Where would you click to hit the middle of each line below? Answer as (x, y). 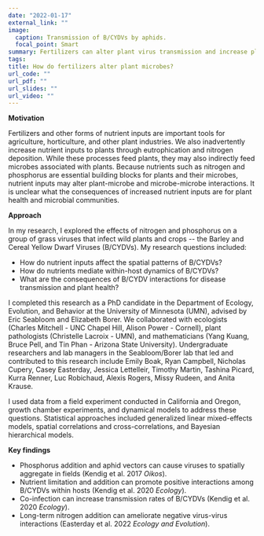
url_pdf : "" (27, 81)
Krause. (21, 387)
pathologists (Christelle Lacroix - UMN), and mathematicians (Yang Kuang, (129, 336)
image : (19, 30)
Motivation (26, 118)
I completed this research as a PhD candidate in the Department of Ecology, (131, 303)
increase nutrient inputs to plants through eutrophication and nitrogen (121, 150)
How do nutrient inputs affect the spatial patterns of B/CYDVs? (121, 262)
